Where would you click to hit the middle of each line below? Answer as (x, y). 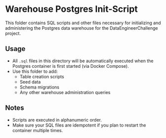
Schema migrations (39, 87)
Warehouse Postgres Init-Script (71, 9)
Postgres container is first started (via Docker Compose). (70, 66)
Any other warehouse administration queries (65, 92)
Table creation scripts (42, 76)
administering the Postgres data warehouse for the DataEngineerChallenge (82, 28)
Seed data (30, 82)
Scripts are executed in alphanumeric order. (57, 120)
